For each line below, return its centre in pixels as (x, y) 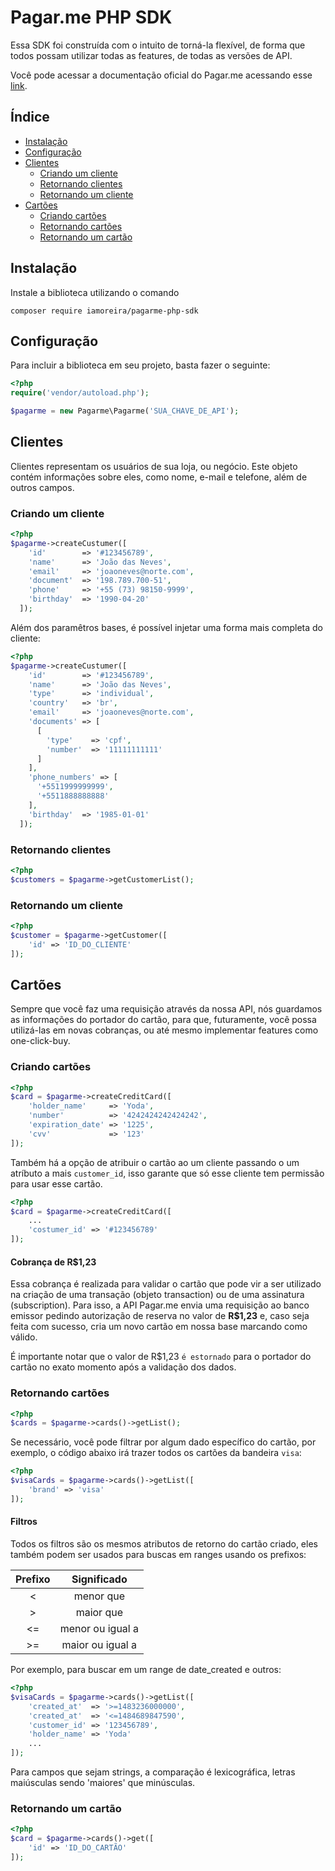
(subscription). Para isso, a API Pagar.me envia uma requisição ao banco (160, 1305)
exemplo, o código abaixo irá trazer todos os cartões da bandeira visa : (156, 1453)
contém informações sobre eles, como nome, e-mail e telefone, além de (159, 477)
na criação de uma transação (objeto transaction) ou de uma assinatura (157, 1295)
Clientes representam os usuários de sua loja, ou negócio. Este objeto (154, 466)
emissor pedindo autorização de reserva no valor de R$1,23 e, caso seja (160, 1316)
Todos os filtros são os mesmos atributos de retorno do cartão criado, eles (164, 1544)
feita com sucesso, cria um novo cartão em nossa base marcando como (159, 1327)
